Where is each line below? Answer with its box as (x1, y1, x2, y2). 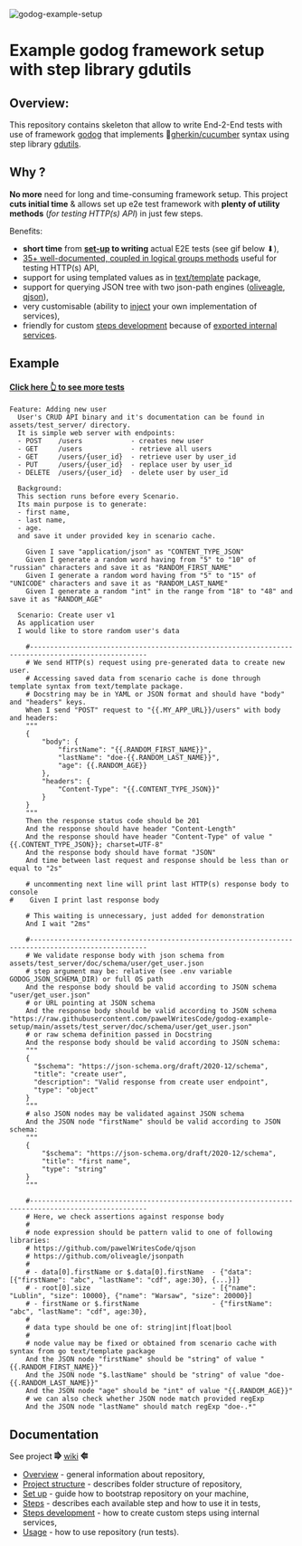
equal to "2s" (9, 864, 63, 873)
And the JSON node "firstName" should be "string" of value (25, 1355, 257, 1364)
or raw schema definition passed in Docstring (33, 1030, 212, 1039)
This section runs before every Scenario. (17, 492, 180, 501)
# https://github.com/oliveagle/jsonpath (25, 1252, 184, 1261)
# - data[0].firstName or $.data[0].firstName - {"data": (25, 1267, 253, 1277)
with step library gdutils (9, 60, 192, 81)
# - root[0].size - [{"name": (25, 1284, 257, 1293)
